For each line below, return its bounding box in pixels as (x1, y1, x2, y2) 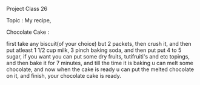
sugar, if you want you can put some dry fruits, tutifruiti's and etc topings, (6, 53, 190, 60)
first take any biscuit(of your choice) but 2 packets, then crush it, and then (6, 40, 192, 47)
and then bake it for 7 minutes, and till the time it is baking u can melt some (6, 60, 194, 66)
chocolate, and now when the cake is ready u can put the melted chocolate (6, 66, 195, 73)
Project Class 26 (6, 5, 47, 12)
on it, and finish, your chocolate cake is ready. (6, 72, 121, 79)
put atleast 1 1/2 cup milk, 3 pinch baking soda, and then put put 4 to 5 (6, 46, 182, 54)
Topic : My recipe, (6, 17, 52, 24)
